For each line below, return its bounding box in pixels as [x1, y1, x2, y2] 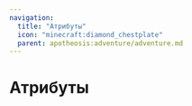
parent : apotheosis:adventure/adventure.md [17, 38, 183, 48]
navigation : [9, 13, 54, 23]
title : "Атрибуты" [17, 22, 87, 31]
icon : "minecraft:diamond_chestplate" [17, 30, 164, 39]
